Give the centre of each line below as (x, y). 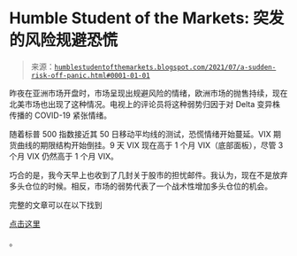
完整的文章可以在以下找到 (56, 205)
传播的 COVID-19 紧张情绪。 (61, 115)
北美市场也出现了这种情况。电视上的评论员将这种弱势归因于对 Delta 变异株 (145, 104)
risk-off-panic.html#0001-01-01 (90, 75)
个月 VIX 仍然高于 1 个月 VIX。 (64, 156)
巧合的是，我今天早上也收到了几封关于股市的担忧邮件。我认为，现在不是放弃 (148, 175)
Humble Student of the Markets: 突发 (147, 18)
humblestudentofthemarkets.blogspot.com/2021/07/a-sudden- (165, 67)
